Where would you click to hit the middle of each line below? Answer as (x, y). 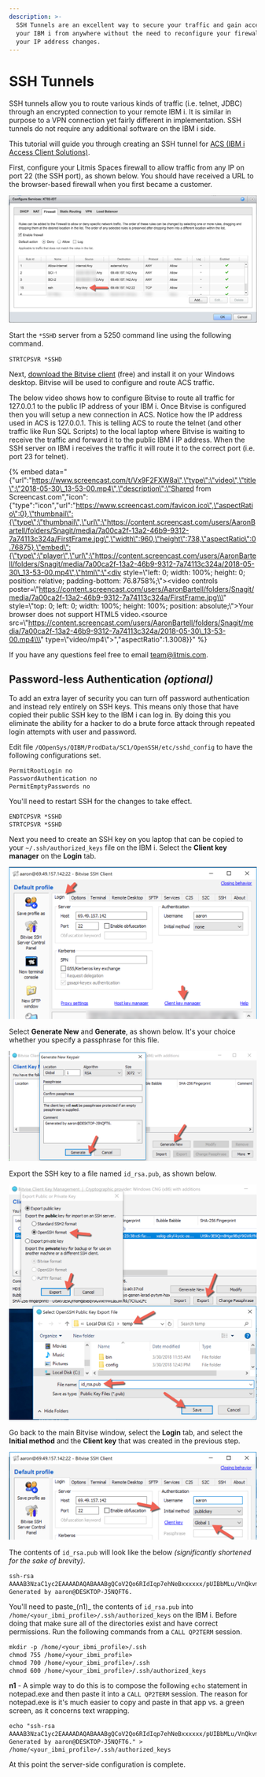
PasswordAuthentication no (53, 779)
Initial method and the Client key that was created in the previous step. (125, 1441)
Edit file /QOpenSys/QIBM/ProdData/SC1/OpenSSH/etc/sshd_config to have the (131, 747)
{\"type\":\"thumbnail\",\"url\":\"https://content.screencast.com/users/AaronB (132, 522)
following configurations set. (55, 756)
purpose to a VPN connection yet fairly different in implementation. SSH (125, 120)
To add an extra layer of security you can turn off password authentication (129, 698)
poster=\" (24, 589)
